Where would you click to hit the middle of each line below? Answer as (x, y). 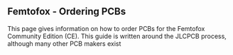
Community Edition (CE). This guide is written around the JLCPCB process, (117, 36)
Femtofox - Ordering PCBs (67, 12)
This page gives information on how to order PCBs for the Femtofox (106, 28)
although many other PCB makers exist (64, 43)
